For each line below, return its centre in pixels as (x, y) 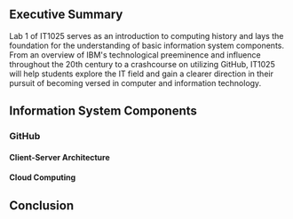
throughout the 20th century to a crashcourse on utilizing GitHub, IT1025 (142, 64)
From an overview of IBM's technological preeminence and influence (135, 55)
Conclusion (42, 205)
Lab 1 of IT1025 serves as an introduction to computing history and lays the (146, 35)
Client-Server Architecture (60, 157)
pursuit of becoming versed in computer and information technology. (135, 82)
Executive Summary (66, 15)
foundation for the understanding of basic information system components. (147, 45)
